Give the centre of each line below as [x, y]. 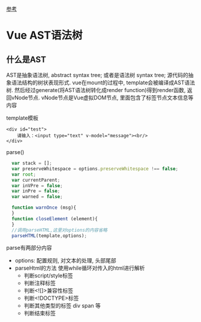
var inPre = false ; [36, 191]
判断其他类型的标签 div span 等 [62, 306]
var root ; [24, 174]
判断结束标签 [40, 313]
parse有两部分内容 [29, 248]
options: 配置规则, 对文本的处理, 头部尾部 [65, 261]
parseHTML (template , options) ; [49, 236]
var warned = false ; [37, 197]
